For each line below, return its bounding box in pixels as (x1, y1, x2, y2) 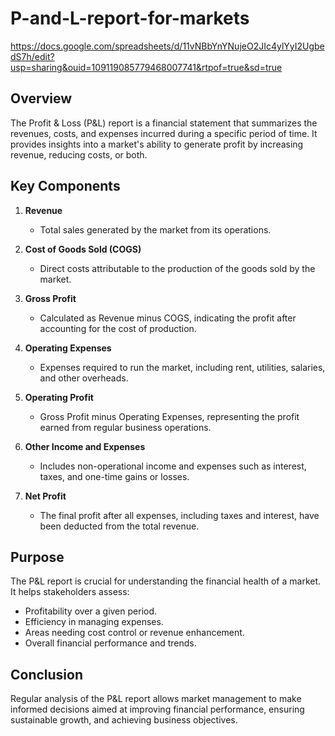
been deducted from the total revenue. (39, 520, 200, 532)
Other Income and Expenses (24, 440, 146, 452)
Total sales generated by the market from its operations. (39, 223, 272, 236)
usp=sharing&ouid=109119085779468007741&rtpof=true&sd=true (10, 61, 283, 73)
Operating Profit (24, 391, 94, 403)
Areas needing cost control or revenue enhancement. (24, 627, 245, 639)
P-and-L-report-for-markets (10, 7, 250, 30)
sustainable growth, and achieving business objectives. (10, 714, 238, 726)
